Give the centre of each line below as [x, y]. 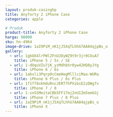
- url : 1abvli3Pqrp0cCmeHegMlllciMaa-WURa [54, 74]
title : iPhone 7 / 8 [35, 88]
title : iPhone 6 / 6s [36, 70]
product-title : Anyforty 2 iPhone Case [47, 33]
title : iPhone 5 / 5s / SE [42, 60]
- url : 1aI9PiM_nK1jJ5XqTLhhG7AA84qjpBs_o [54, 102]
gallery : [14, 51]
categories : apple [24, 19]
